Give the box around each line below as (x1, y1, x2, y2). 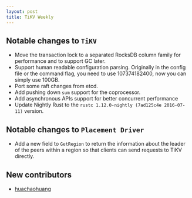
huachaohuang (14, 185, 52, 192)
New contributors (6, 170, 72, 180)
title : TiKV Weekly (6, 14, 54, 20)
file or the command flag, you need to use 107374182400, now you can (14, 70, 187, 77)
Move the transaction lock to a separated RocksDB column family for (14, 51, 181, 59)
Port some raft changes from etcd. (14, 83, 99, 90)
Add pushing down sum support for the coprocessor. (14, 89, 141, 96)
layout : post (6, 8, 38, 15)
